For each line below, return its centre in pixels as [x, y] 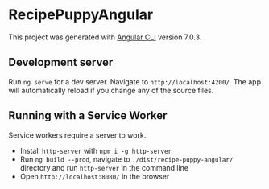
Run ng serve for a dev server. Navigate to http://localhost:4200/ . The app [135, 81]
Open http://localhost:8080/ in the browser [95, 176]
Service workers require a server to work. [77, 135]
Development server [61, 62]
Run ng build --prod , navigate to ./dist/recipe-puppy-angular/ [126, 159]
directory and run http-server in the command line [104, 167]
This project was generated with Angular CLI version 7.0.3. [105, 37]
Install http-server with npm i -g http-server [95, 150]
